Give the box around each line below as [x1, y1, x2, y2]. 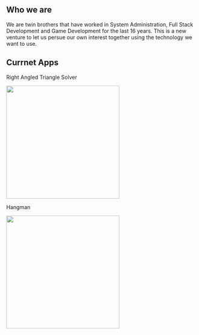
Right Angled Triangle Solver [6, 74, 77, 81]
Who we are [6, 5, 52, 15]
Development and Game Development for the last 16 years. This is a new [6, 27, 187, 34]
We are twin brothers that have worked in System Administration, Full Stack [6, 20, 194, 28]
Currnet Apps [6, 57, 59, 68]
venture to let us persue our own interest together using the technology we [6, 33, 193, 41]
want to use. [6, 40, 37, 47]
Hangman [6, 203, 31, 210]
